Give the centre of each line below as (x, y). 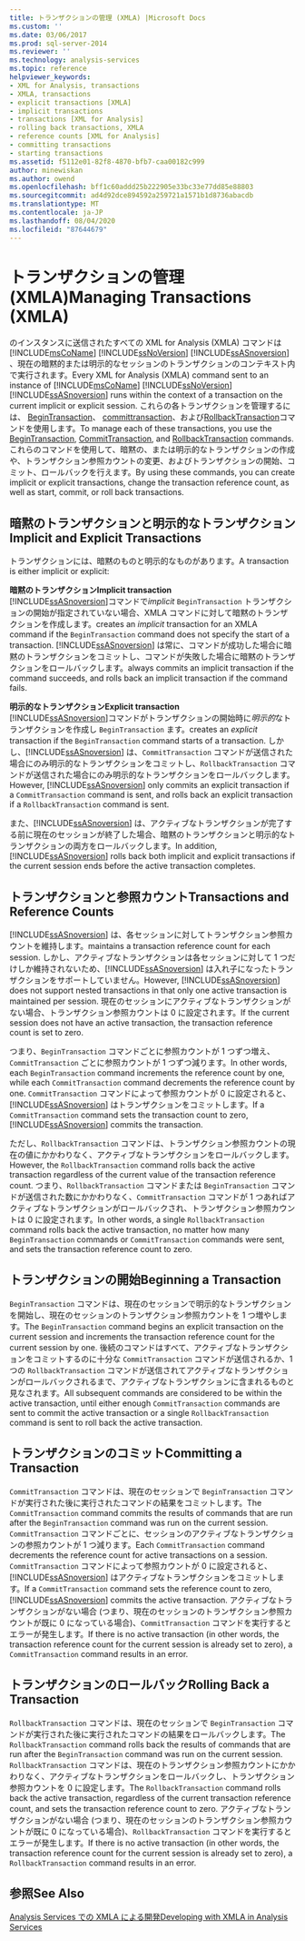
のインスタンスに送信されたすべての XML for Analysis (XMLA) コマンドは (146, 343)
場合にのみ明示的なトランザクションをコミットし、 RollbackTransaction (144, 763)
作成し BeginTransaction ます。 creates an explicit (165, 730)
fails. (19, 688)
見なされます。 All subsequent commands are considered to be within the (146, 1392)
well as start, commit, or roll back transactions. (97, 492)
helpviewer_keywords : (50, 77)
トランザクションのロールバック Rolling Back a (139, 1685)
